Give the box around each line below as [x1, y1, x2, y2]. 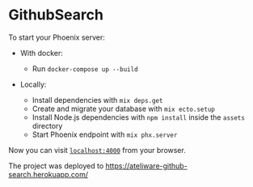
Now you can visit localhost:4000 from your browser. [8, 145, 186, 155]
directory [32, 121, 63, 130]
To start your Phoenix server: [8, 32, 105, 42]
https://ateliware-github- [105, 160, 188, 171]
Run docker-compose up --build [32, 63, 139, 74]
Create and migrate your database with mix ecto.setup [32, 104, 216, 113]
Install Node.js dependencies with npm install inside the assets [32, 112, 245, 122]
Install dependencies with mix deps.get [32, 95, 163, 104]
